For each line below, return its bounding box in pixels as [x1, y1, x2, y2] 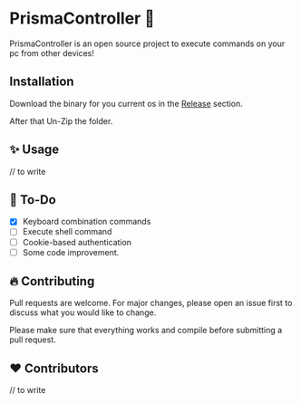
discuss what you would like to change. [9, 307, 157, 318]
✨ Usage [9, 142, 60, 158]
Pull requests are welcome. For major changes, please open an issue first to [9, 298, 293, 309]
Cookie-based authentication [22, 236, 132, 247]
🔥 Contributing [9, 273, 95, 289]
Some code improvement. [22, 246, 120, 257]
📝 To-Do [9, 192, 56, 207]
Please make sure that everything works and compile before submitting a [9, 325, 283, 336]
